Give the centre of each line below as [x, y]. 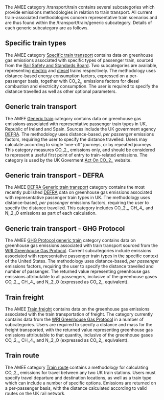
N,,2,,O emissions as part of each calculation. [51, 213]
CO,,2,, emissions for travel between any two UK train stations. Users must [80, 372]
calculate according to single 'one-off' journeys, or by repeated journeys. [79, 144]
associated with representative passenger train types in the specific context [82, 256]
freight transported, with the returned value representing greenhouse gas [79, 330]
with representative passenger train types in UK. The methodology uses [78, 198]
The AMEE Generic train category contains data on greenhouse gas [73, 118]
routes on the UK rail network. [35, 393]
